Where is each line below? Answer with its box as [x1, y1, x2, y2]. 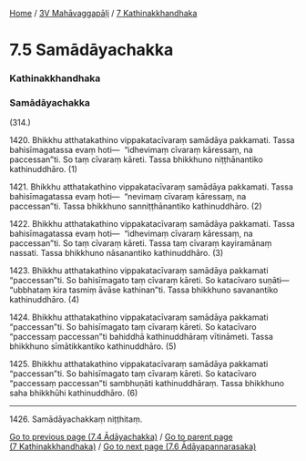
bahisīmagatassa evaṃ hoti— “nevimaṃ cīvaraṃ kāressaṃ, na [9, 191, 247, 202]
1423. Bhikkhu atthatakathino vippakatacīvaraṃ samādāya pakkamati [9, 265, 269, 276]
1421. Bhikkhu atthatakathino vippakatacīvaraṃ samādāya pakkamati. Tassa [9, 181, 294, 192]
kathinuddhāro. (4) [9, 294, 80, 305]
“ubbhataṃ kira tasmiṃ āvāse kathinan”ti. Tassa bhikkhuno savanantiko [9, 284, 279, 295]
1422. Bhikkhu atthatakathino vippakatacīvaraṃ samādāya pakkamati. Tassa [9, 219, 295, 230]
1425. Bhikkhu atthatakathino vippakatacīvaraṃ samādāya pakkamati [9, 359, 269, 370]
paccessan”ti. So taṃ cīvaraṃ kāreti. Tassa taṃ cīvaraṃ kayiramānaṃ [9, 238, 272, 249]
